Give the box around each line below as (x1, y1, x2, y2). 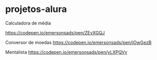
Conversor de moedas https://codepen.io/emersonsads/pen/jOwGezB (5, 39, 152, 45)
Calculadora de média (5, 20, 51, 26)
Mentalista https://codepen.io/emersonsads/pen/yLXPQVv (5, 49, 128, 55)
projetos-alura (5, 3, 67, 15)
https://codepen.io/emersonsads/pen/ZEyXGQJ (5, 29, 105, 35)
